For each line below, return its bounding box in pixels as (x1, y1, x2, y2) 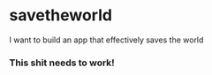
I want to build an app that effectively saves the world (9, 34, 204, 45)
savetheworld (9, 5, 113, 26)
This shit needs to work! (9, 56, 115, 69)
